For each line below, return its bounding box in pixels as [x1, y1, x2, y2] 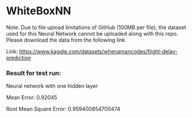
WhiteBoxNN [6, 4, 71, 18]
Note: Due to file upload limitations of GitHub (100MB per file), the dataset [6, 24, 187, 31]
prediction [6, 54, 31, 61]
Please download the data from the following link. [6, 36, 127, 43]
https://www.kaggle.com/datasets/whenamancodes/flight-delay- [19, 47, 178, 55]
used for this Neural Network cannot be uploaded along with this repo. [6, 30, 178, 37]
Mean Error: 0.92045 [6, 94, 57, 101]
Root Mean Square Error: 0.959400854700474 [6, 106, 120, 113]
